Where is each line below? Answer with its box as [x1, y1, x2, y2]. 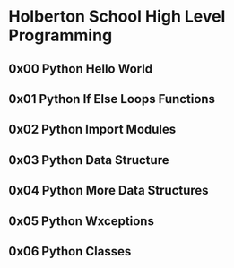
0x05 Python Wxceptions [8, 213, 154, 229]
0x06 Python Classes [8, 244, 132, 259]
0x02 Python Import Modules [8, 122, 177, 137]
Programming [8, 25, 113, 46]
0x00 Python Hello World [8, 61, 153, 76]
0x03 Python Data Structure [8, 152, 169, 168]
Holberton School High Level [8, 6, 226, 27]
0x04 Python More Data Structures [8, 183, 209, 198]
